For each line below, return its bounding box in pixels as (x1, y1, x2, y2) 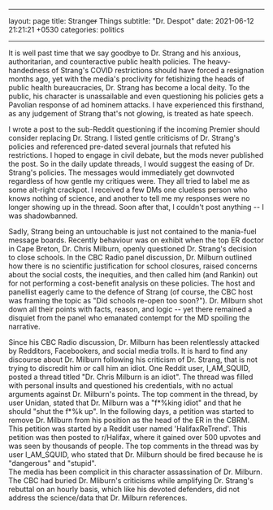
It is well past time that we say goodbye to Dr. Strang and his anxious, (8, 48, 241, 58)
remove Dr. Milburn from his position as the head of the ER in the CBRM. (8, 416, 250, 425)
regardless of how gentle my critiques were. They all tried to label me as (8, 177, 250, 185)
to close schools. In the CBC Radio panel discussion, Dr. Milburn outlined (8, 253, 253, 262)
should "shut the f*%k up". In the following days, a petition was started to (8, 407, 254, 416)
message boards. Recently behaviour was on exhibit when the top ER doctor (8, 235, 264, 245)
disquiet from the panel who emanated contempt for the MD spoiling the (8, 313, 250, 322)
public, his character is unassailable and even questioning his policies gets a (8, 91, 264, 101)
